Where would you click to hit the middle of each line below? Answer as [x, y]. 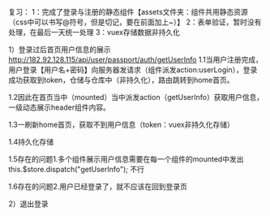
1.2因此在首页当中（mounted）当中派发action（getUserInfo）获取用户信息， [136, 97]
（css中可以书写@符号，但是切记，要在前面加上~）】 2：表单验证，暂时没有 [135, 22]
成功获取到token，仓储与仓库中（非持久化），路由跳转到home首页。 [121, 80]
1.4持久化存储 [31, 142]
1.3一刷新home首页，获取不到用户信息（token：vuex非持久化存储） [122, 125]
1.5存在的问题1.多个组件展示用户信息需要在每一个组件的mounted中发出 [126, 159]
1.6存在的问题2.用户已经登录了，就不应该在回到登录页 [98, 186]
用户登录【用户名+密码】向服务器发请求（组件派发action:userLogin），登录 [133, 70]
